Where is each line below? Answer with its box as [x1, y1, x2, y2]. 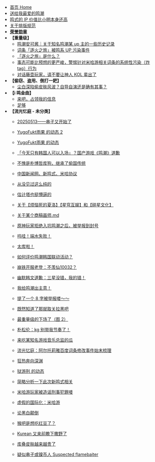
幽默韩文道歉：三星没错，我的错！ [17, 275, 86, 280]
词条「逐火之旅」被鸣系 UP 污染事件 [17, 47, 90, 53]
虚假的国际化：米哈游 [17, 399, 60, 405]
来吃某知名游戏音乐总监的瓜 [17, 337, 73, 343]
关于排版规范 [9, 23, 36, 28]
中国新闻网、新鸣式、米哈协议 [17, 171, 77, 176]
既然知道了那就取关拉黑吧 [17, 306, 69, 312]
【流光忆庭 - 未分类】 [9, 108, 53, 114]
